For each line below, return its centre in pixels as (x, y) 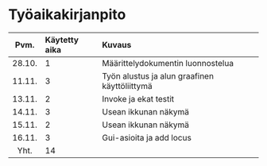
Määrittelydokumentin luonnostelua (168, 63)
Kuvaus (117, 44)
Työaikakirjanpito (67, 15)
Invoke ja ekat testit (138, 98)
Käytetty (62, 40)
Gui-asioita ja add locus (147, 137)
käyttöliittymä (127, 86)
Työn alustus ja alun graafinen (158, 75)
